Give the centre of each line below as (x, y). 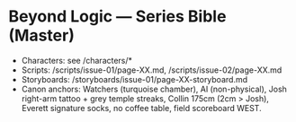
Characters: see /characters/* (76, 60)
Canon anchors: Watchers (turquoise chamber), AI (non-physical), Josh (154, 89)
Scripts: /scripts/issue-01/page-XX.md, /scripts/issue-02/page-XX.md (152, 70)
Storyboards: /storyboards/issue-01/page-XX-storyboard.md (135, 79)
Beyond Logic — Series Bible (117, 17)
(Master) (42, 35)
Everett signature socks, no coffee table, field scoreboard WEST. (141, 108)
